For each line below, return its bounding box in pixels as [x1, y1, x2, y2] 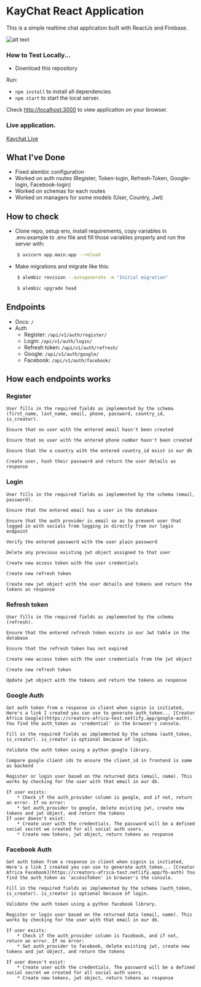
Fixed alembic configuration [14, 168, 84, 175]
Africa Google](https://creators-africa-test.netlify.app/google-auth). [6, 716, 193, 722]
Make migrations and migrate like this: [14, 263, 110, 270]
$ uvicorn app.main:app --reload [17, 252, 101, 258]
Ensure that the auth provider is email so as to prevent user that [6, 517, 182, 524]
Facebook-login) [29, 181, 71, 188]
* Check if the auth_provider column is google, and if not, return [17, 795, 193, 801]
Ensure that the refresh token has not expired [6, 645, 128, 652]
